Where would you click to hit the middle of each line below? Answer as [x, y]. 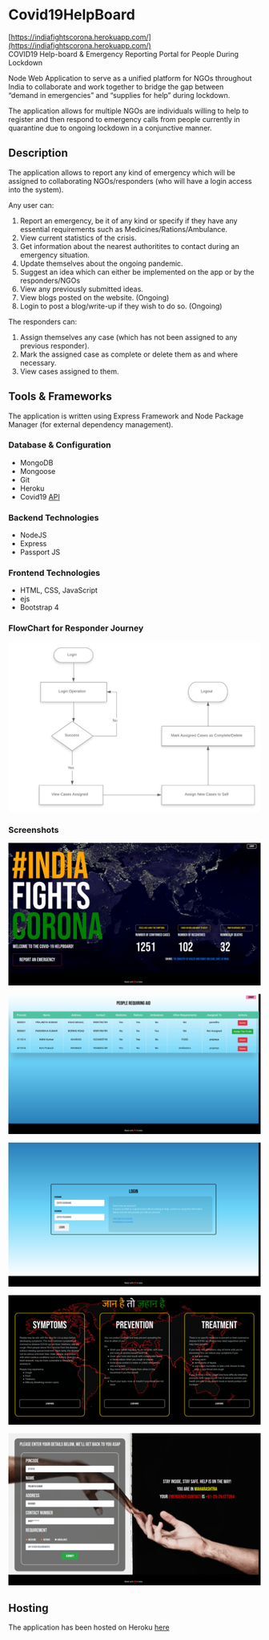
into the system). [36, 190]
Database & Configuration [60, 445]
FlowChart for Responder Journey [76, 628]
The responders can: [43, 321]
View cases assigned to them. [69, 371]
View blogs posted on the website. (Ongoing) [94, 297]
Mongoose [38, 471]
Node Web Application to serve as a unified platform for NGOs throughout [130, 78]
